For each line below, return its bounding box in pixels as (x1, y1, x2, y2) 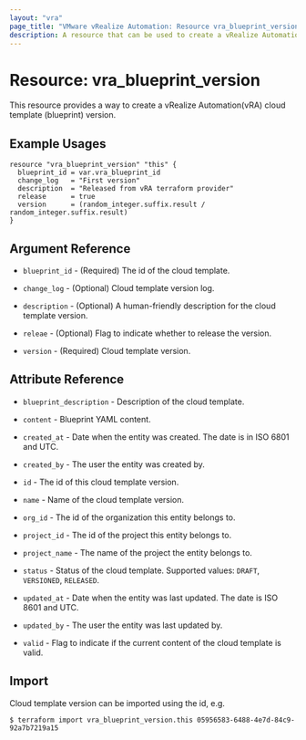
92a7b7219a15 (9, 723, 59, 733)
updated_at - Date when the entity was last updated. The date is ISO (22, 592, 279, 603)
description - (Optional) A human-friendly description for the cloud (22, 300, 276, 311)
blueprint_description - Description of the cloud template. (22, 396, 245, 407)
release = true (17, 193, 96, 202)
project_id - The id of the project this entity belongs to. (22, 529, 232, 540)
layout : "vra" (9, 13, 64, 23)
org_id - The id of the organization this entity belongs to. (22, 512, 236, 523)
